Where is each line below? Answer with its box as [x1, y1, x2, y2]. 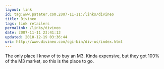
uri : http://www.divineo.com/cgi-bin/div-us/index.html [5, 39, 123, 44]
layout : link [5, 7, 32, 12]
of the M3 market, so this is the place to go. [5, 58, 94, 64]
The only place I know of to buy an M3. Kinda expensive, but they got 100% [5, 53, 160, 59]
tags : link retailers [5, 21, 50, 26]
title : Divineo [5, 16, 37, 21]
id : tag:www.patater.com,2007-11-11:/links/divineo [5, 12, 114, 17]
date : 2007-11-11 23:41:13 [5, 30, 61, 35]
